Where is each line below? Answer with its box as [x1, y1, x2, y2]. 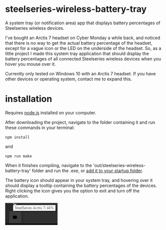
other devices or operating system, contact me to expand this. [5, 76, 132, 82]
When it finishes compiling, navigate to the [5, 162, 92, 168]
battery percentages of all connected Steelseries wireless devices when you [5, 56, 162, 61]
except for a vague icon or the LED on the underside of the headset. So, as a [5, 45, 162, 51]
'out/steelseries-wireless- [93, 162, 146, 168]
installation [5, 93, 53, 105]
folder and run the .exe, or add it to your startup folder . [32, 168, 143, 173]
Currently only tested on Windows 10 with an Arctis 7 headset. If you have [5, 70, 156, 76]
